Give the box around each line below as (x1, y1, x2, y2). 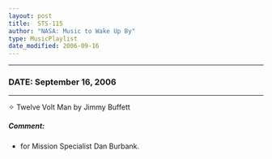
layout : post (8, 11, 53, 20)
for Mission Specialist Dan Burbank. (19, 141, 140, 151)
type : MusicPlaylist (8, 34, 79, 43)
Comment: (8, 121, 45, 131)
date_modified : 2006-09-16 (8, 42, 100, 50)
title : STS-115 (8, 19, 63, 28)
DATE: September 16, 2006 (8, 76, 117, 88)
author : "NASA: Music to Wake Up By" (8, 27, 136, 35)
